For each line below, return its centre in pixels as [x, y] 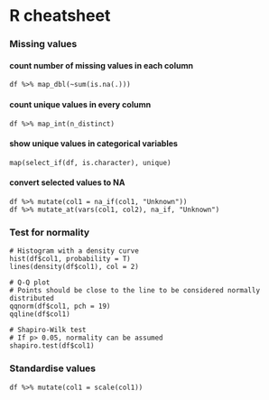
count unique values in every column [80, 104]
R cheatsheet [60, 16]
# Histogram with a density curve [74, 251]
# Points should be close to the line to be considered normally [134, 291]
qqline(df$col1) [40, 314]
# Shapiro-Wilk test [48, 330]
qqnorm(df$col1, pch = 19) [60, 307]
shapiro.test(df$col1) [52, 346]
